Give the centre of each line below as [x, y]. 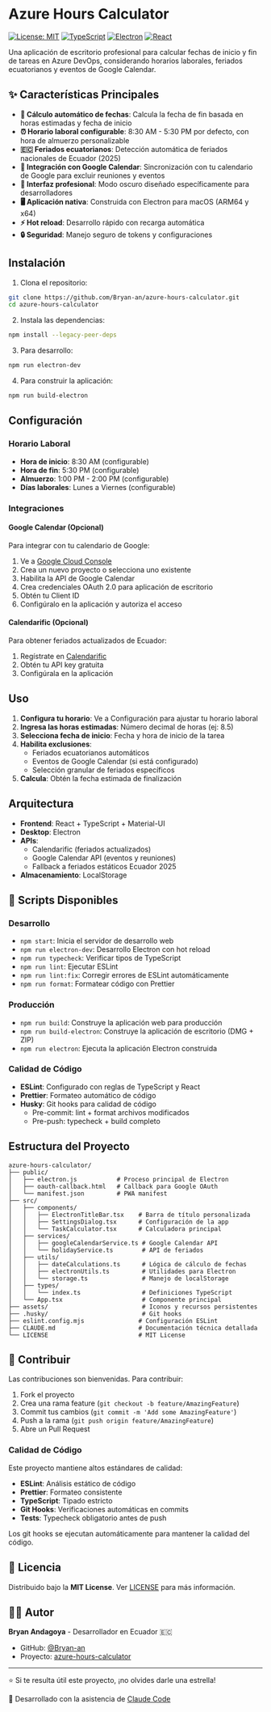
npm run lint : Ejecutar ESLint [69, 966]
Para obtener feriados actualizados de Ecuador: [88, 640]
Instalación [37, 263]
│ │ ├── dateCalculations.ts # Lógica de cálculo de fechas [128, 1264]
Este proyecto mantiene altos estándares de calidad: [96, 1468]
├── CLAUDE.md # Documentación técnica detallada [133, 1328]
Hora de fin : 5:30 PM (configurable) [79, 470]
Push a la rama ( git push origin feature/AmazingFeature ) [117, 1421]
